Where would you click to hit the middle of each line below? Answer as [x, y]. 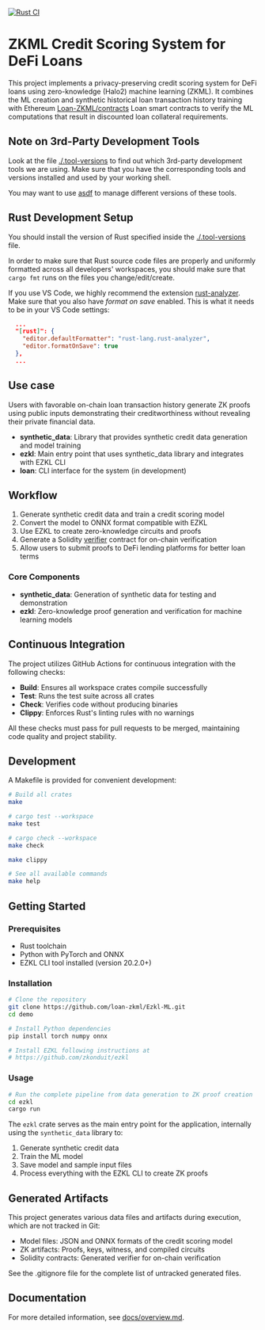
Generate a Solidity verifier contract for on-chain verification [118, 539]
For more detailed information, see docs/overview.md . [96, 1317]
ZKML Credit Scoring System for [117, 44]
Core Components [44, 577]
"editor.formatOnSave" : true [70, 346]
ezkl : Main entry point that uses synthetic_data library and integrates [131, 453]
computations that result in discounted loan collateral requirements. [118, 116]
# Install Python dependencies [60, 1029]
